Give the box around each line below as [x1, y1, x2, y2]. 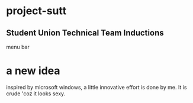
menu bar [6, 43, 30, 50]
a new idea [6, 64, 60, 78]
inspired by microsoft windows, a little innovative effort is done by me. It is [6, 83, 187, 91]
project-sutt [6, 4, 67, 18]
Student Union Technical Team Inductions [6, 28, 164, 38]
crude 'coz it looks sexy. [6, 90, 66, 97]
